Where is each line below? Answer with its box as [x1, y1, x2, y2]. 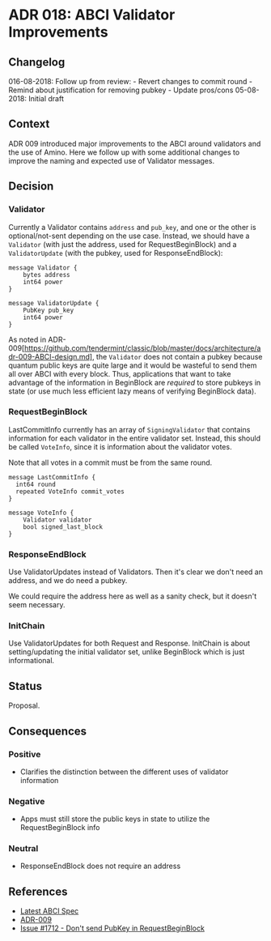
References [8, 884, 68, 898]
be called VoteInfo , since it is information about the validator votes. [8, 441, 232, 451]
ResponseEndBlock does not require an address [19, 861, 181, 871]
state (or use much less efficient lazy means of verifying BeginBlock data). [8, 386, 256, 396]
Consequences [8, 724, 87, 738]
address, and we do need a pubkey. [8, 576, 128, 585]
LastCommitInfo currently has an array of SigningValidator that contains [8, 424, 251, 434]
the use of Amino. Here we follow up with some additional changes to [8, 147, 240, 157]
